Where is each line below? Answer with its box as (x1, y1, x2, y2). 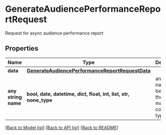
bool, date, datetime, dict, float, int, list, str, (26, 90, 130, 97)
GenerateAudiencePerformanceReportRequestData (26, 67, 151, 74)
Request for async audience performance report (5, 30, 104, 36)
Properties (5, 44, 39, 53)
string (7, 93, 22, 100)
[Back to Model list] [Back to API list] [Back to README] (5, 124, 119, 131)
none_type (26, 97, 53, 104)
